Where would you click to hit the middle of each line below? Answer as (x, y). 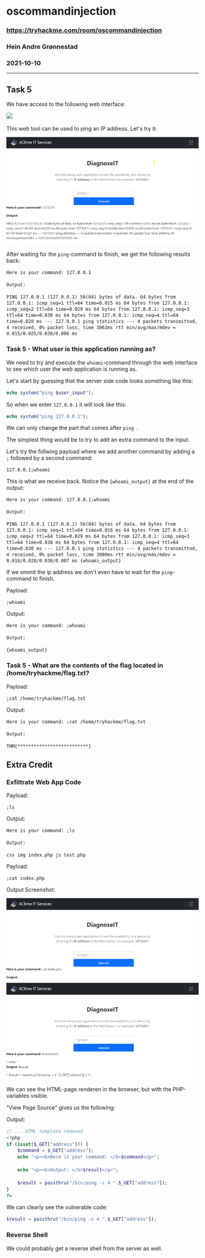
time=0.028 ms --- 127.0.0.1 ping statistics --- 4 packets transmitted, (102, 322)
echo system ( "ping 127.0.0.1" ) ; (47, 416)
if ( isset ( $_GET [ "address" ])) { (47, 1144)
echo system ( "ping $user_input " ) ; (50, 393)
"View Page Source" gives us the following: (61, 1107)
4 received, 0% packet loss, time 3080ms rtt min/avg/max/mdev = (91, 555)
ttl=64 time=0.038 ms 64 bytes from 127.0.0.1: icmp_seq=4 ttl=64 (92, 543)
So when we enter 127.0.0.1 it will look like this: (67, 404)
